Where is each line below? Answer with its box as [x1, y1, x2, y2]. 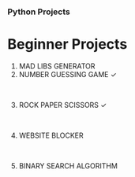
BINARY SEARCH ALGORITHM [18, 160, 118, 171]
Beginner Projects [7, 35, 128, 53]
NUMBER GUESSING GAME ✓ [18, 69, 118, 79]
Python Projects [7, 6, 70, 17]
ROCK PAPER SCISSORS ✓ [18, 100, 107, 109]
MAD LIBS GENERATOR [18, 61, 96, 71]
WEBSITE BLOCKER [18, 131, 84, 140]
